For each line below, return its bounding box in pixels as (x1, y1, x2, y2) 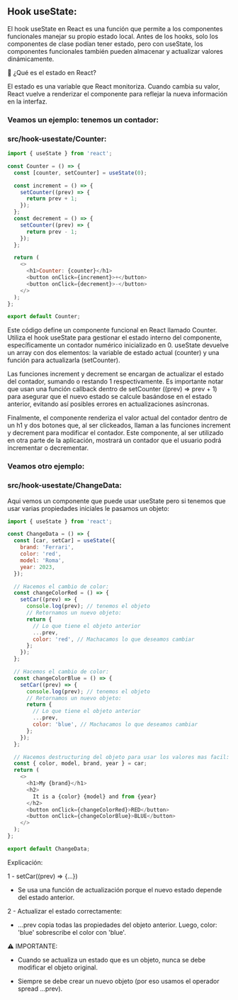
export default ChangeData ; (7, 845, 91, 853)
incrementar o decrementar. (7, 444, 89, 452)
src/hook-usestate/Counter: (7, 134, 107, 144)
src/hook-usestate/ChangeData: (7, 481, 122, 490)
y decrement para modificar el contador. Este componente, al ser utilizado (7, 429, 224, 437)
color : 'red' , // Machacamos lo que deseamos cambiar (33, 636, 195, 643)
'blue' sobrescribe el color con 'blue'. (17, 928, 126, 936)
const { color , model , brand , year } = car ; (13, 760, 147, 768)
